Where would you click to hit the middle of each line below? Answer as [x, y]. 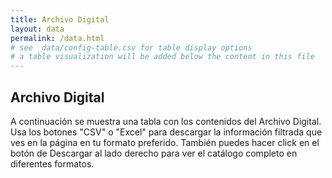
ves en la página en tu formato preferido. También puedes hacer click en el [165, 142]
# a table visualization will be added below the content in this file [162, 57]
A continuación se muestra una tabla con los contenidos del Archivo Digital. [166, 121]
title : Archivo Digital [60, 19]
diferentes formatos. [52, 163]
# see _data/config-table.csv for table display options [131, 47]
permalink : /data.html [57, 38]
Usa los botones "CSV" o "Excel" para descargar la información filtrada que [166, 132]
